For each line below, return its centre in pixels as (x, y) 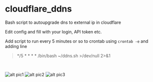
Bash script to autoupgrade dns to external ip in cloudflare (63, 22)
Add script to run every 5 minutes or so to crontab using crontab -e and (77, 41)
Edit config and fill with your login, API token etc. (54, 32)
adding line (16, 46)
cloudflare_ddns (38, 9)
